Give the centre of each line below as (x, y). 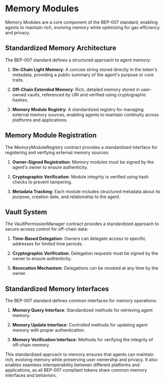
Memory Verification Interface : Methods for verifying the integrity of (83, 340)
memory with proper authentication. (49, 330)
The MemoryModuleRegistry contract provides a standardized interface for (81, 147)
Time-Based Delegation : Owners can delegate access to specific (79, 238)
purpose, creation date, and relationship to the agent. (66, 197)
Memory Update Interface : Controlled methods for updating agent (80, 325)
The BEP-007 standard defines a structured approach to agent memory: (78, 60)
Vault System (26, 212)
